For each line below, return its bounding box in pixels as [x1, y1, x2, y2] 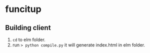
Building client [5, 23, 51, 32]
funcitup [5, 3, 41, 15]
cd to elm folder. [12, 36, 46, 42]
